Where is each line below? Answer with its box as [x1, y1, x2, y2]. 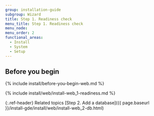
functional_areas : [5, 35, 43, 40]
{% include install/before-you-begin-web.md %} [5, 81, 104, 87]
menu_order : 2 [5, 30, 35, 35]
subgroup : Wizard [5, 12, 41, 17]
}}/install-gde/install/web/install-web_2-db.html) [5, 105, 104, 111]
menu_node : [5, 26, 28, 31]
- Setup [9, 49, 26, 54]
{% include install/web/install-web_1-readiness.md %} [5, 90, 116, 96]
